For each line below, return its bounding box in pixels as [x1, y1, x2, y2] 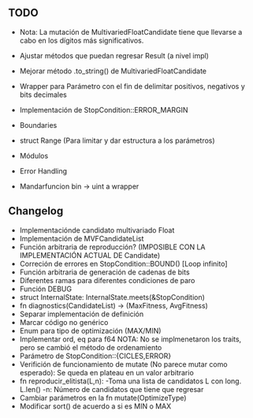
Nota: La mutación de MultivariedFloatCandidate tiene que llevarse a [19, 27, 243, 36]
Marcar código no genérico [19, 317, 109, 327]
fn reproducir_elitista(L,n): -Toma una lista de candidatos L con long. [19, 376, 242, 386]
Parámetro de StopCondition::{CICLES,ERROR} [19, 351, 172, 360]
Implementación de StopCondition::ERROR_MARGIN [19, 105, 188, 114]
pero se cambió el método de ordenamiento [19, 342, 162, 352]
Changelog [8, 204, 64, 218]
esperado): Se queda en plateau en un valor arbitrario [19, 368, 195, 377]
